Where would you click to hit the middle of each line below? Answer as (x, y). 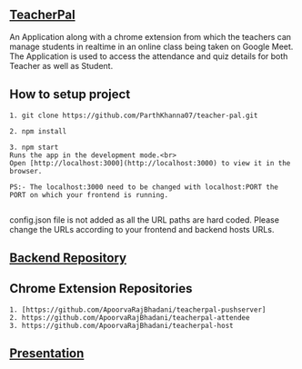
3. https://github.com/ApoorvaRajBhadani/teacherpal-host (121, 325)
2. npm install (38, 131)
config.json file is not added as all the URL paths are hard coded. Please (145, 219)
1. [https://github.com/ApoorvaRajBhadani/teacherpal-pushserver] (138, 309)
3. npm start (34, 147)
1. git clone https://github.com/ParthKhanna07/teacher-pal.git (134, 115)
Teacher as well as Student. (61, 65)
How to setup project (70, 95)
